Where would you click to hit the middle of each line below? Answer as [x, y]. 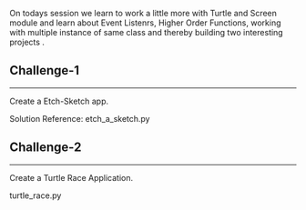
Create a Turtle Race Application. [71, 177]
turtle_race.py [36, 195]
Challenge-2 [46, 148]
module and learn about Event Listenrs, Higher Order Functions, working [145, 23]
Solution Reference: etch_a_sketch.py [80, 118]
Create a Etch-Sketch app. [59, 101]
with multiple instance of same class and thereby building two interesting [147, 32]
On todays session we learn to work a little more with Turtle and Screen [143, 13]
